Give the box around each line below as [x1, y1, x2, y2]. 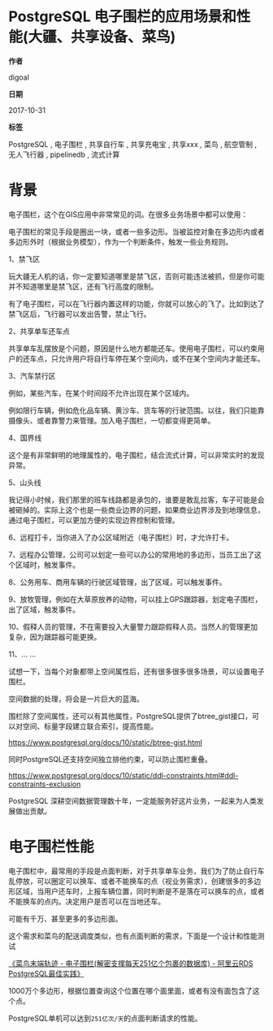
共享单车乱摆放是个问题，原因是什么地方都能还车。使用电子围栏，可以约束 [8, 343, 258, 353]
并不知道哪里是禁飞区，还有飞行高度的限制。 [8, 281, 158, 291]
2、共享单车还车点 [8, 326, 71, 336]
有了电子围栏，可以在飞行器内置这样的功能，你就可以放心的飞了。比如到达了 [8, 298, 265, 309]
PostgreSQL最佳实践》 [8, 968, 84, 978]
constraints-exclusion [8, 779, 81, 789]
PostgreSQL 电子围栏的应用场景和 [8, 7, 237, 26]
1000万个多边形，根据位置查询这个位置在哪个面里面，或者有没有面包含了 [8, 986, 253, 995]
